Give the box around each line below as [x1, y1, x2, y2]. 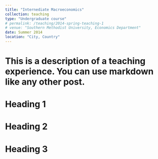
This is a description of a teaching [5, 56, 146, 67]
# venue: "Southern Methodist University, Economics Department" [5, 25, 141, 30]
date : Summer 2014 [5, 30, 43, 35]
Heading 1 [5, 99, 46, 110]
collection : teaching [5, 12, 49, 17]
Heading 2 [5, 121, 48, 132]
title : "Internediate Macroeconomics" [5, 7, 84, 12]
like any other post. [5, 76, 85, 88]
